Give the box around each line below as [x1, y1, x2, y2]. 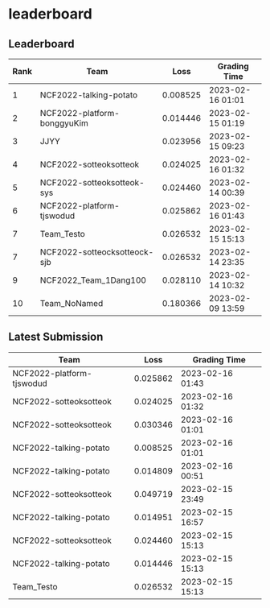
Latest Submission [8, 330, 104, 344]
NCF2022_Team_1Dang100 [39, 275, 147, 286]
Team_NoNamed [39, 298, 104, 308]
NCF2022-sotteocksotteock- [39, 246, 154, 258]
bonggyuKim [39, 118, 88, 129]
